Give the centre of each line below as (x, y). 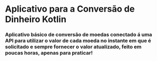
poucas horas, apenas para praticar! (49, 53)
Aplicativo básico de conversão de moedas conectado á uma (79, 35)
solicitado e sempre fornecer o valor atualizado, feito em (73, 47)
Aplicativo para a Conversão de (70, 9)
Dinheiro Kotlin (36, 19)
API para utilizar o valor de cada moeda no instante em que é (78, 41)
